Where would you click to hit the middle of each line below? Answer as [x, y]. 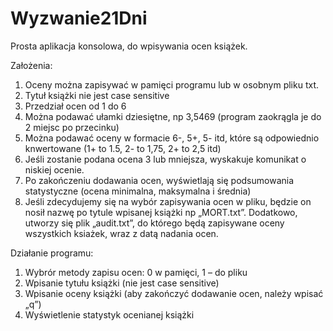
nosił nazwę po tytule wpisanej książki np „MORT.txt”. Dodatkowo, [161, 212]
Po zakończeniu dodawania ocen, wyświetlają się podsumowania [159, 180]
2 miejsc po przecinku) [72, 127]
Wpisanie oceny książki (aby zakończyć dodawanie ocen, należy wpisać [174, 293]
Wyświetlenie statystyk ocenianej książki [109, 314]
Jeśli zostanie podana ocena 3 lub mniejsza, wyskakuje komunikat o [165, 159]
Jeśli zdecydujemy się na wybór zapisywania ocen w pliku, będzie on [168, 201]
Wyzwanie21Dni [79, 18]
